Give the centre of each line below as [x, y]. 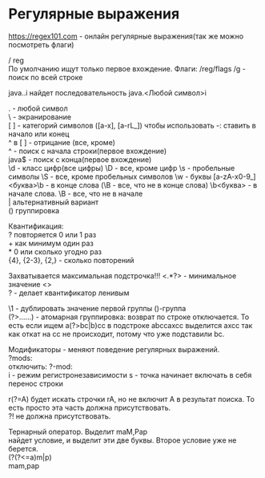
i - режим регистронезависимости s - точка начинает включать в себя [130, 375]
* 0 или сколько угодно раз [55, 251]
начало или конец [39, 134]
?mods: [20, 358]
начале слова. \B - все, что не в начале [76, 193]
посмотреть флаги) [41, 44]
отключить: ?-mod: [41, 367]
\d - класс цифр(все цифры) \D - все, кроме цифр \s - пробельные [122, 168]
